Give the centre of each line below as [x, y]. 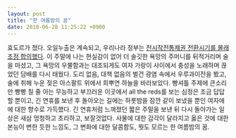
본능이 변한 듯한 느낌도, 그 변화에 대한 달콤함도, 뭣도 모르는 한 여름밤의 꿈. [108, 127]
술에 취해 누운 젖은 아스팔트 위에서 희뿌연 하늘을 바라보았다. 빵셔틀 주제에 [108, 83]
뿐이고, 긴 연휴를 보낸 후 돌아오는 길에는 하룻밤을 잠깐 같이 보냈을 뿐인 [110, 101]
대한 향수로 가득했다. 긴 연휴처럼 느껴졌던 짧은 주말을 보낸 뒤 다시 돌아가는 [116, 109]
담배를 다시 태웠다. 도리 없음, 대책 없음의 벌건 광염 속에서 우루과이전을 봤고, [123, 74]
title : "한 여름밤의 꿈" [39, 20]
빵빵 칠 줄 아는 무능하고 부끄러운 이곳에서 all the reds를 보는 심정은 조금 [113, 92]
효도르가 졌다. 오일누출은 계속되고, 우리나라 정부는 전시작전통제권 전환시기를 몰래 [118, 48]
